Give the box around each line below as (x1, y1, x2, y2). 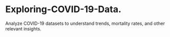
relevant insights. (5, 25, 42, 31)
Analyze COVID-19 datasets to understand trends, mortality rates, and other (5, 20, 165, 26)
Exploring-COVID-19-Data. (5, 4, 122, 15)
